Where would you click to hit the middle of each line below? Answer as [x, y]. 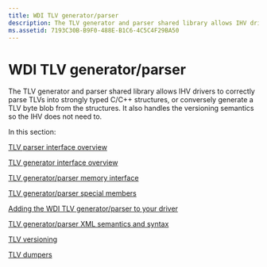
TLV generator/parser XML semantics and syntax [89, 224]
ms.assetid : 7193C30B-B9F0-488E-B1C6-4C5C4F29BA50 [94, 30]
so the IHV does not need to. [55, 116]
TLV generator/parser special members [72, 193]
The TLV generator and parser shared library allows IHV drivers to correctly [132, 91]
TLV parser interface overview [58, 147]
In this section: [32, 132]
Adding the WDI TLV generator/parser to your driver [93, 209]
